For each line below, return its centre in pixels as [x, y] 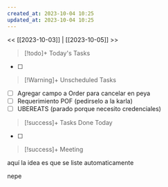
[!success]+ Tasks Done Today [68, 122]
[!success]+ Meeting [54, 149]
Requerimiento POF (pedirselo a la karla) [75, 101]
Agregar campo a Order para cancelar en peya [84, 93]
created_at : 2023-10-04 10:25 [51, 13]
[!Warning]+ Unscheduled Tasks [70, 79]
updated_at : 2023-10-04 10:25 [51, 20]
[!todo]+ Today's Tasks [57, 53]
